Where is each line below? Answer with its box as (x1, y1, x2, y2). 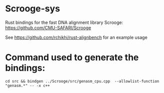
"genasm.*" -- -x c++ (5, 83, 50, 88)
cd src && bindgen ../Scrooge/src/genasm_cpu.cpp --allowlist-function (5, 79, 160, 84)
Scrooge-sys (5, 3, 60, 14)
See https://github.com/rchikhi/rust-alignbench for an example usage (5, 34, 148, 40)
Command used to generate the (5, 52, 139, 63)
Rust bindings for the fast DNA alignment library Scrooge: (5, 19, 123, 25)
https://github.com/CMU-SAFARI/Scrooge (5, 24, 91, 30)
